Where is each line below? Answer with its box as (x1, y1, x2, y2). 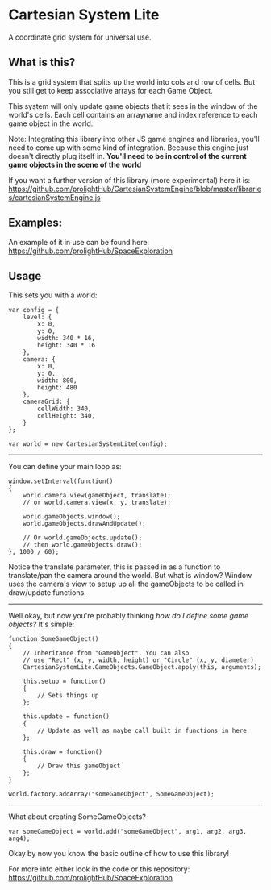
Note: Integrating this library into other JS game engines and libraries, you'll (8, 134, 260, 143)
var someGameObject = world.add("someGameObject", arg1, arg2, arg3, (8, 828, 248, 836)
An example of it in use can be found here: (8, 237, 150, 247)
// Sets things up (37, 692, 99, 700)
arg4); (8, 834, 31, 843)
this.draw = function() (23, 748, 103, 756)
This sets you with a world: (8, 290, 98, 300)
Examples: (8, 216, 63, 230)
